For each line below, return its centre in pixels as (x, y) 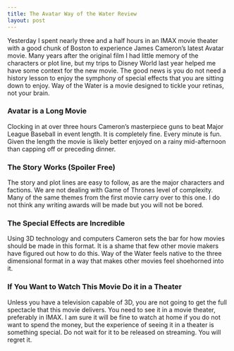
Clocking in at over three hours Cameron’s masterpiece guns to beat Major (116, 126)
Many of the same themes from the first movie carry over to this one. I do (114, 197)
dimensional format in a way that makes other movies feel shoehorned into (116, 261)
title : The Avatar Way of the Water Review (72, 14)
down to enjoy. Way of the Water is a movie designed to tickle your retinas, (116, 85)
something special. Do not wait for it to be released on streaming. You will (114, 332)
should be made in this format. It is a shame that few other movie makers (113, 246)
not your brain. (29, 93)
